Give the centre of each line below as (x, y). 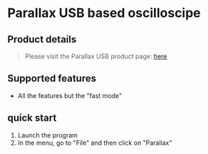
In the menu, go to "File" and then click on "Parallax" (95, 143)
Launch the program (48, 135)
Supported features (52, 78)
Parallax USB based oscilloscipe (104, 13)
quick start (32, 118)
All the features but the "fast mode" (70, 95)
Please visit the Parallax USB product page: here (96, 56)
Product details (42, 39)
